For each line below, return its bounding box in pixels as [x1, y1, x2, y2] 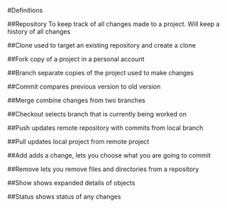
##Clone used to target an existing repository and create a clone [7, 41, 196, 49]
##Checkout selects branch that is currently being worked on [7, 110, 187, 118]
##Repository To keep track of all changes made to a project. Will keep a [7, 20, 220, 28]
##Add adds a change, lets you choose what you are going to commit [7, 151, 211, 159]
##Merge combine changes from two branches [7, 96, 145, 104]
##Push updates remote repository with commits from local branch [7, 124, 204, 132]
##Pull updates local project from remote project [7, 138, 150, 146]
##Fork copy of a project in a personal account [7, 55, 145, 63]
